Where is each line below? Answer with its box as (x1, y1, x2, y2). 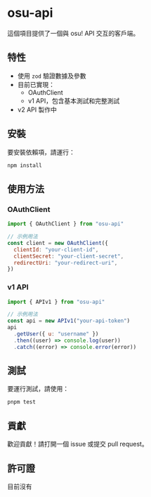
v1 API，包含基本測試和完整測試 (27, 96, 120, 105)
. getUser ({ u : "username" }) (13, 331, 99, 338)
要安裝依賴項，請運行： (7, 147, 75, 156)
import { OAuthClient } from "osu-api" (7, 220, 124, 227)
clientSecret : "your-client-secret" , (13, 253, 124, 260)
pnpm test (7, 399, 37, 406)
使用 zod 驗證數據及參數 (17, 72, 86, 80)
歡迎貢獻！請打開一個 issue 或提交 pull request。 (7, 440, 149, 449)
